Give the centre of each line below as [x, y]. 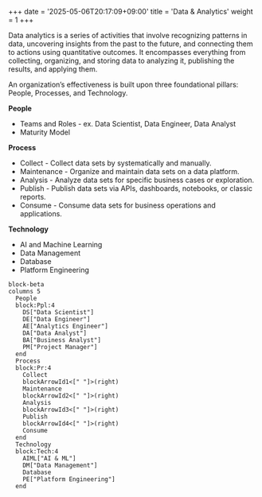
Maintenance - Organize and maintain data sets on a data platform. [129, 171]
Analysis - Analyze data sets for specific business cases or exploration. [137, 180]
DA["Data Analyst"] [55, 333]
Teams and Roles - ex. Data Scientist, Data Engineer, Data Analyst [128, 124]
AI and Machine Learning [61, 245]
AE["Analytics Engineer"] [66, 326]
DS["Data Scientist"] [58, 313]
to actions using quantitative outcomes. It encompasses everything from [127, 52]
